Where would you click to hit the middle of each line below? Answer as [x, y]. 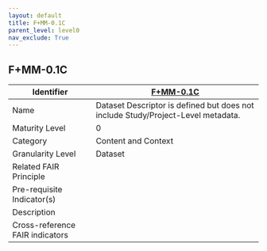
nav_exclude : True [39, 38]
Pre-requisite [37, 189]
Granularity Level [44, 154]
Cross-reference [44, 225]
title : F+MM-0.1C [37, 23]
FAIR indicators [41, 235]
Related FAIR [36, 167]
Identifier [50, 92]
